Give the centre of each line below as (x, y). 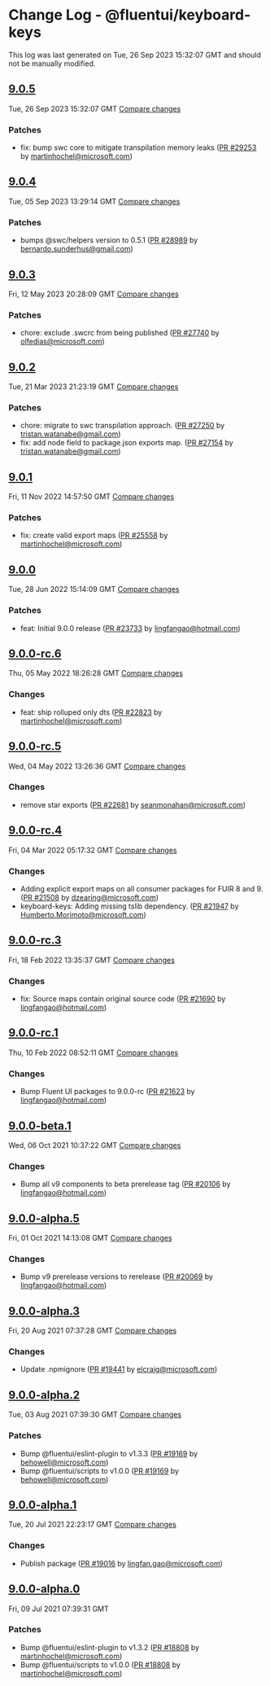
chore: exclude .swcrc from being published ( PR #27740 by (120, 333)
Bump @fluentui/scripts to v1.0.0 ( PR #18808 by (100, 1664)
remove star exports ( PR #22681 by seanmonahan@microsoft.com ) (133, 804)
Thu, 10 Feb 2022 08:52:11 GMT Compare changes (94, 1053)
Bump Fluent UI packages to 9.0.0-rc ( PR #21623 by (107, 1092)
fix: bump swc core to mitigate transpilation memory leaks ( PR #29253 (138, 147)
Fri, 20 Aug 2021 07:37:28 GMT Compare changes (93, 1331)
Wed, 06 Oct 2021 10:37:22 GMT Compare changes (95, 1145)
